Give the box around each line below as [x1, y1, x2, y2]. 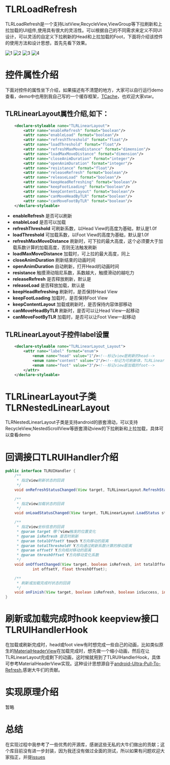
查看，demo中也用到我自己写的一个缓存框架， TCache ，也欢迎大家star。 [5, 93, 157, 99]
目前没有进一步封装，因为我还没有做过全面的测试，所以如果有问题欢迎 [14, 747, 160, 754]
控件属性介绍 [5, 69, 59, 81]
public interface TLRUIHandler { [5, 469, 76, 474]
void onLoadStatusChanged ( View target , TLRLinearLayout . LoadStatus [14, 511, 159, 516]
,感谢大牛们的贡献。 [21, 667, 63, 673]
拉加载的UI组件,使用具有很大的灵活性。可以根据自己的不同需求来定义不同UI [5, 27, 162, 33]
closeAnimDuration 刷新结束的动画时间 [12, 257, 96, 263]
